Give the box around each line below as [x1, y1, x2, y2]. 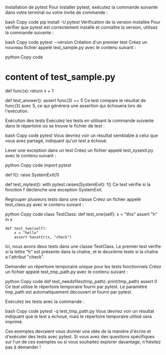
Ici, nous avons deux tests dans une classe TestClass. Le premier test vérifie [5, 243, 161, 249]
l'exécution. [5, 108, 29, 114]
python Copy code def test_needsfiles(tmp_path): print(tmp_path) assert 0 [5, 278, 158, 284]
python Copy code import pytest [5, 162, 72, 168]
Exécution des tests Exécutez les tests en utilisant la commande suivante [5, 118, 154, 123]
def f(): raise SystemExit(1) [5, 172, 59, 177]
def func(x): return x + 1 [5, 88, 54, 94]
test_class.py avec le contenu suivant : [5, 201, 84, 207]
